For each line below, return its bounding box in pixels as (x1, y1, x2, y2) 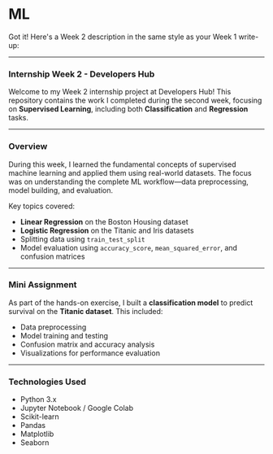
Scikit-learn (19, 412, 59, 421)
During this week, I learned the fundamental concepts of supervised (8, 159, 237, 169)
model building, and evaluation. (8, 185, 114, 195)
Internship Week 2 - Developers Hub (8, 68, 155, 80)
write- (238, 32, 259, 41)
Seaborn (19, 438, 50, 447)
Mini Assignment (8, 279, 77, 290)
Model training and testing (19, 330, 108, 340)
